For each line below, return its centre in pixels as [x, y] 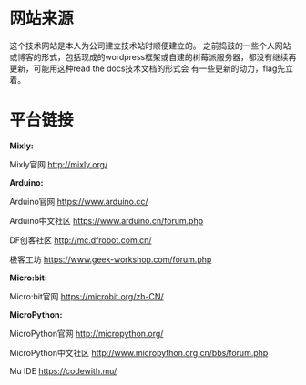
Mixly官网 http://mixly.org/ [59, 164]
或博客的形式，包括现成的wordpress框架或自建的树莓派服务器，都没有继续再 [153, 56]
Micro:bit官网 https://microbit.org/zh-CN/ [87, 296]
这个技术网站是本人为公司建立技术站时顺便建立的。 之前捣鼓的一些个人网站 [150, 46]
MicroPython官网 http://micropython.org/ [87, 333]
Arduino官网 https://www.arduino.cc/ [79, 201]
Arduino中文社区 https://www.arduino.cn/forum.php [107, 220]
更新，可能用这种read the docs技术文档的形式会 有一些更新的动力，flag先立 [151, 68]
